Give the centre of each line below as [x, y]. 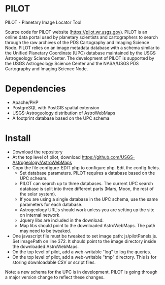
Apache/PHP [25, 102]
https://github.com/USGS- [108, 157]
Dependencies [35, 89]
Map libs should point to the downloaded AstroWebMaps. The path [87, 225]
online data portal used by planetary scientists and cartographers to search [82, 37]
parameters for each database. [51, 204]
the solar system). [38, 194]
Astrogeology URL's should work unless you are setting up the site [87, 210]
